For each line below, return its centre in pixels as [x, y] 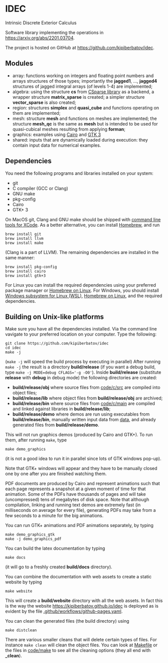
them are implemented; [36, 113]
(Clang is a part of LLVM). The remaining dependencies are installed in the [82, 252]
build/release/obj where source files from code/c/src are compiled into [86, 387]
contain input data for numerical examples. [57, 145]
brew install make [24, 243]
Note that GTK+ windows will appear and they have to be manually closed [81, 469]
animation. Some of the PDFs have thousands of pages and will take [76, 494]
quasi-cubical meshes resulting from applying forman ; [69, 129]
